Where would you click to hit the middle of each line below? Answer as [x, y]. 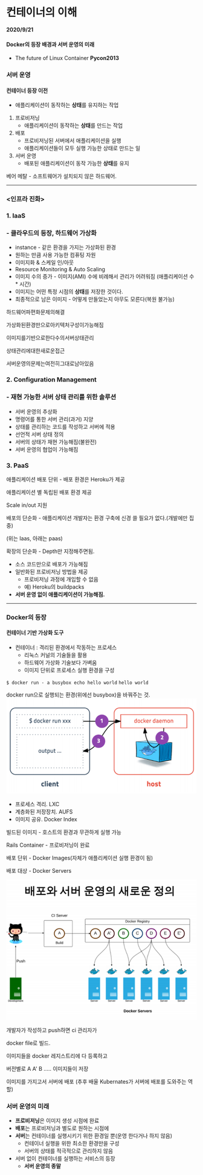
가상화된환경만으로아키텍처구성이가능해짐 [55, 325]
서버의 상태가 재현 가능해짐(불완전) [56, 442]
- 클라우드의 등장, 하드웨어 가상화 [51, 233]
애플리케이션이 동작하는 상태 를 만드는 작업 [73, 125]
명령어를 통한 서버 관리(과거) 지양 [54, 419]
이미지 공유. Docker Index [46, 819]
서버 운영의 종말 [43, 1166]
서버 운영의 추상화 [36, 411]
